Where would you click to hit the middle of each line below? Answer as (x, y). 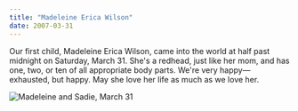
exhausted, (30, 79)
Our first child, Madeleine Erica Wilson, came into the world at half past (140, 51)
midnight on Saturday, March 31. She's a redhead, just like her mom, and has (149, 60)
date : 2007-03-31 (41, 26)
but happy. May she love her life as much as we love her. (156, 79)
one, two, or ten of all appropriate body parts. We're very (113, 70)
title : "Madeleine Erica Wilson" (71, 17)
